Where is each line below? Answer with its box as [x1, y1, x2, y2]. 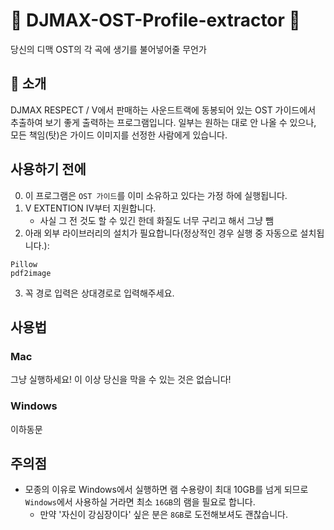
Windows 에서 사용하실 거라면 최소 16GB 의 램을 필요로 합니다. [24, 496, 256, 508]
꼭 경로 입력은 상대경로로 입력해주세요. [24, 287, 175, 299]
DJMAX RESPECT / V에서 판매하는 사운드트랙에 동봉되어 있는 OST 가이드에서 [10, 104, 317, 116]
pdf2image [10, 268, 52, 278]
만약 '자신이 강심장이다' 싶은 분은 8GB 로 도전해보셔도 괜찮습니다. [39, 509, 288, 521]
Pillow [10, 259, 38, 269]
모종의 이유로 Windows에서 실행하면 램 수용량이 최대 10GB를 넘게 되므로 [24, 484, 309, 496]
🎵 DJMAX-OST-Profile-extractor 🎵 [10, 9, 301, 32]
